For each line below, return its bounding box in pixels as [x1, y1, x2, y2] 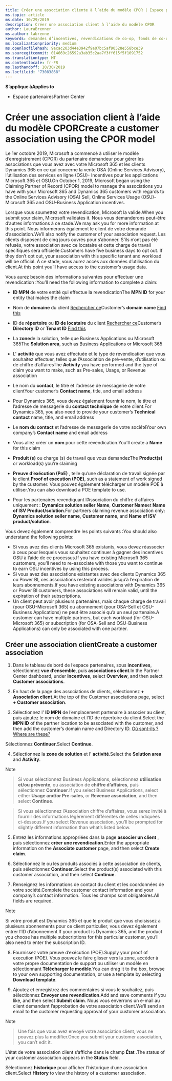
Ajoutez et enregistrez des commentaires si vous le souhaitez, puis [12, 986, 154, 993]
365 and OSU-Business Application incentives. [26, 199, 125, 205]
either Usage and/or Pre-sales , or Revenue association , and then [17, 792, 158, 798]
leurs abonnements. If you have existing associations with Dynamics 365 [12, 582, 165, 588]
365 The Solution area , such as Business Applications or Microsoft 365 [12, 341, 163, 347]
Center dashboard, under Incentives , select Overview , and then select [12, 673, 163, 679]
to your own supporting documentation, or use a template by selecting [12, 971, 161, 977]
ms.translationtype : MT [5, 55, 56, 61]
